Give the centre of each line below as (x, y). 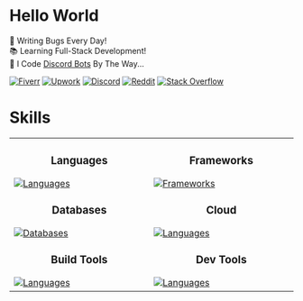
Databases (79, 210)
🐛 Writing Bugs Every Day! (58, 41)
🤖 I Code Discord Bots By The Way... (77, 63)
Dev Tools (221, 260)
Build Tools (79, 260)
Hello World (54, 16)
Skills (30, 118)
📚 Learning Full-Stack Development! (78, 50)
